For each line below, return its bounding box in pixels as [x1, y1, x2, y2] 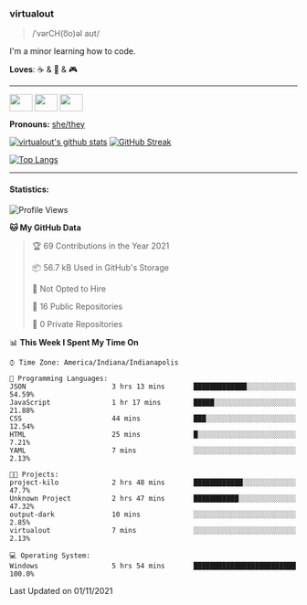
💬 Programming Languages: [9, 374, 108, 383]
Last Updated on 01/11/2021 [9, 585, 113, 596]
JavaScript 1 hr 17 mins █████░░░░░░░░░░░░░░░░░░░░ [9, 398, 297, 407]
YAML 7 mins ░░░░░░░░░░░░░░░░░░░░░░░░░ [9, 446, 297, 455]
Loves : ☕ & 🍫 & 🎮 [9, 64, 78, 75]
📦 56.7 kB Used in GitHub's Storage [31, 261, 169, 272]
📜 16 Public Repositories [31, 301, 123, 312]
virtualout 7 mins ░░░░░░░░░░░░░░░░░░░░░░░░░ [9, 525, 297, 535]
